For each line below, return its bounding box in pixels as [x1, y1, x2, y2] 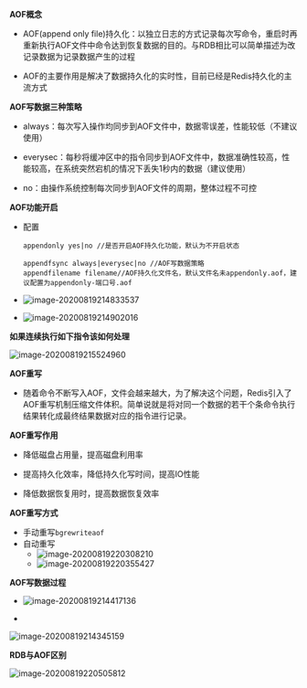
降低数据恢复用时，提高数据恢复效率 [22, 488, 160, 499]
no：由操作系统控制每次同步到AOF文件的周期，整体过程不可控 [22, 183, 258, 193]
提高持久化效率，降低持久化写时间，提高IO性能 [22, 469, 200, 479]
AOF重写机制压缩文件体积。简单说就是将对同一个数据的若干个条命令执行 [22, 399, 295, 409]
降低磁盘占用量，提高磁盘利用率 [22, 450, 143, 460]
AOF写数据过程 [9, 577, 67, 587]
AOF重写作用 [9, 429, 58, 440]
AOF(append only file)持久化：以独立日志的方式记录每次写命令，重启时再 [22, 28, 299, 39]
